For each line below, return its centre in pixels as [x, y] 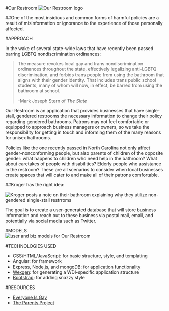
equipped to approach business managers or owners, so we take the [77, 127]
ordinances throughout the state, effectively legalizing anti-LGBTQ [87, 69]
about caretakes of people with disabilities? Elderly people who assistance [83, 164]
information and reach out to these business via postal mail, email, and [79, 215]
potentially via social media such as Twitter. [51, 221]
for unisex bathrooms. [29, 138]
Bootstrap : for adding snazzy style [49, 278]
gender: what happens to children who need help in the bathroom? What [81, 159]
